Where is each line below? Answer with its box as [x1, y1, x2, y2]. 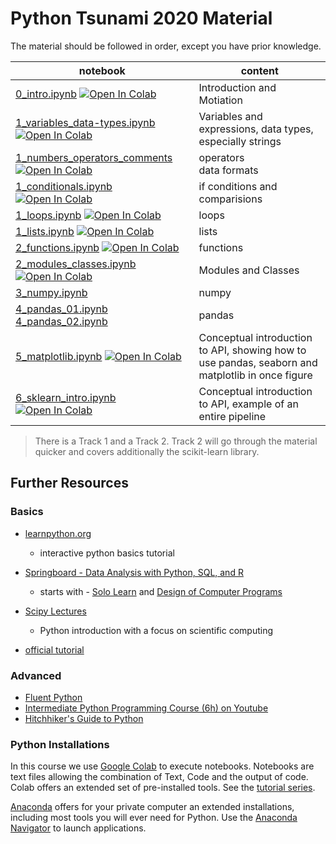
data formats [198, 163, 259, 177]
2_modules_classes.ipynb [15, 257, 137, 271]
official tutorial [24, 643, 85, 656]
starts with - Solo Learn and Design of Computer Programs [39, 585, 283, 597]
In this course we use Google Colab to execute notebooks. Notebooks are [10, 760, 315, 772]
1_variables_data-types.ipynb [15, 115, 156, 129]
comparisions [198, 192, 263, 206]
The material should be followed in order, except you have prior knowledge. [10, 40, 322, 52]
